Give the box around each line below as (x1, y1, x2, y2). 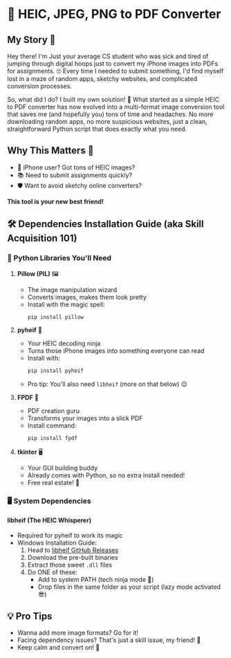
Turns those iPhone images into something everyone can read (27, 347, 205, 355)
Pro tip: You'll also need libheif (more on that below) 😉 (27, 380, 188, 388)
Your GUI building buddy (27, 464, 98, 473)
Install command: (27, 421, 77, 430)
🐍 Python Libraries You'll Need (7, 253, 112, 263)
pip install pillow (27, 313, 84, 320)
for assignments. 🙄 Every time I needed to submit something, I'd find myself (7, 67, 224, 75)
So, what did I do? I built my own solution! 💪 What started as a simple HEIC (7, 95, 220, 103)
